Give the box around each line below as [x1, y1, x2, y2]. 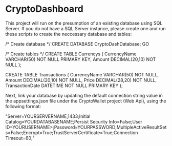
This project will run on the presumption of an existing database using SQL [5, 20, 163, 26]
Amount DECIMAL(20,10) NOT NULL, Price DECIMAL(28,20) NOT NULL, [5, 77, 157, 83]
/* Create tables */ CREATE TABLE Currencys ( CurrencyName [5, 51, 137, 57]
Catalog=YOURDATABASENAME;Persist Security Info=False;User [5, 118, 142, 124]
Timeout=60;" [5, 135, 35, 141]
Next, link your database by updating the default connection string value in [5, 92, 163, 98]
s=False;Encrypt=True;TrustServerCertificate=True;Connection [5, 129, 138, 136]
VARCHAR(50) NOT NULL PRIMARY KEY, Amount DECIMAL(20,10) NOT [5, 56, 156, 62]
